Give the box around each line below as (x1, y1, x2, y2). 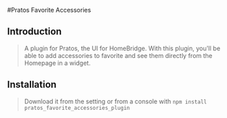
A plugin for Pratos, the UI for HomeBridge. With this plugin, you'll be (24, 44, 221, 52)
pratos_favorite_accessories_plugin (24, 104, 130, 111)
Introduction (7, 26, 62, 37)
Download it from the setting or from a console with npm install (24, 97, 208, 106)
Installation (7, 79, 57, 90)
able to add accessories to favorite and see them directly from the (24, 51, 213, 59)
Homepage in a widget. (24, 59, 91, 67)
